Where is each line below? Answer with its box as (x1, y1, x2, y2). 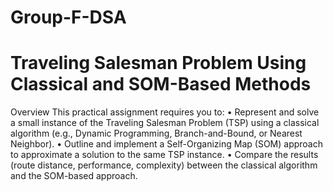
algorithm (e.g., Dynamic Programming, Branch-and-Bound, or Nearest (10, 127, 303, 140)
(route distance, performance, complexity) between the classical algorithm (10, 159, 318, 171)
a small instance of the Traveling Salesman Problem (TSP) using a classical (10, 117, 320, 129)
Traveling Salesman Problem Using (10, 52, 307, 75)
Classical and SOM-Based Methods (10, 73, 312, 96)
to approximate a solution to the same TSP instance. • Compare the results (10, 149, 319, 161)
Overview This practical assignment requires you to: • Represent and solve (10, 106, 320, 118)
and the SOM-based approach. (10, 170, 138, 182)
